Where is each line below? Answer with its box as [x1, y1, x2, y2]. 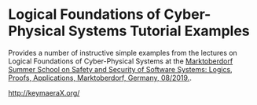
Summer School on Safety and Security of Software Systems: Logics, [8, 64, 233, 74]
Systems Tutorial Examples [68, 22, 250, 40]
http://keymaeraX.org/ [8, 88, 80, 97]
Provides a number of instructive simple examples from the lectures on [8, 48, 237, 57]
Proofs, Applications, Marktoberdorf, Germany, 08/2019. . [8, 73, 193, 82]
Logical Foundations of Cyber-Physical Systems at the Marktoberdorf [8, 56, 233, 66]
